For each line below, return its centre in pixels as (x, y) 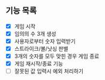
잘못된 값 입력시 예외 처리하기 (49, 71)
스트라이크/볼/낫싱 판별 (41, 49)
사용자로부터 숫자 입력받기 (45, 41)
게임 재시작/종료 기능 (39, 64)
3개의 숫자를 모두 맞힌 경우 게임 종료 (57, 56)
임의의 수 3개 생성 (35, 33)
